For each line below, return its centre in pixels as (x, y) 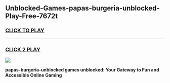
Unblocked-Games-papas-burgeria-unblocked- (83, 8)
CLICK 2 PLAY (23, 49)
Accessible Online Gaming (34, 75)
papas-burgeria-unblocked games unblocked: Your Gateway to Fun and (82, 69)
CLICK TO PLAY (25, 31)
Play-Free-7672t (32, 16)
